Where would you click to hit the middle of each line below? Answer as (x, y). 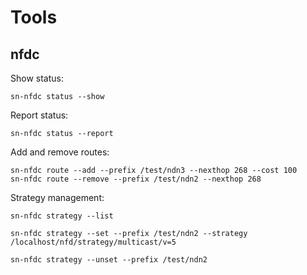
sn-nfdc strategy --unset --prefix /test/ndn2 (109, 260)
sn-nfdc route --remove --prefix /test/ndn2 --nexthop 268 (136, 179)
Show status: (37, 78)
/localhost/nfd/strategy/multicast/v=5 (93, 242)
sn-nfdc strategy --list (62, 216)
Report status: (39, 115)
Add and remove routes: (60, 152)
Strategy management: (57, 197)
